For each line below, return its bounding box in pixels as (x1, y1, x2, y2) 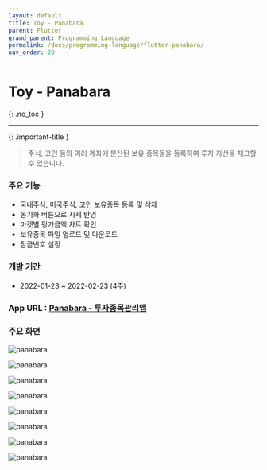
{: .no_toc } (8, 109, 44, 118)
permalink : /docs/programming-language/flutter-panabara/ (8, 41, 204, 49)
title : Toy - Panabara (8, 19, 83, 27)
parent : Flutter (8, 26, 62, 34)
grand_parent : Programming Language (8, 33, 130, 42)
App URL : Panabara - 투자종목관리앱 (8, 303, 147, 314)
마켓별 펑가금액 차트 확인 (19, 219, 97, 229)
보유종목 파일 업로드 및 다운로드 (19, 230, 118, 239)
